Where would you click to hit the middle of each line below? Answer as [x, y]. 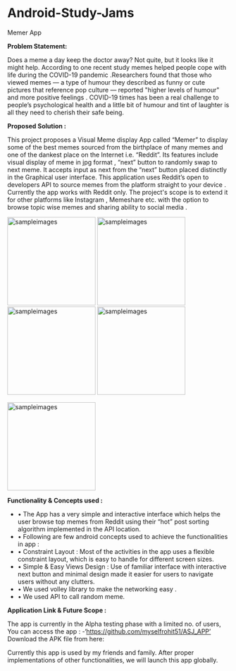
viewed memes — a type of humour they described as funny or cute [106, 82]
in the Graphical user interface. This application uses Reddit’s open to [108, 177]
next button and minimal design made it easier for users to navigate [115, 574]
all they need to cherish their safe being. [66, 112]
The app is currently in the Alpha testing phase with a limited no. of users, [114, 624]
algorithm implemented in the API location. [79, 529]
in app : [29, 544]
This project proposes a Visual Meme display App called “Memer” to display [118, 140]
